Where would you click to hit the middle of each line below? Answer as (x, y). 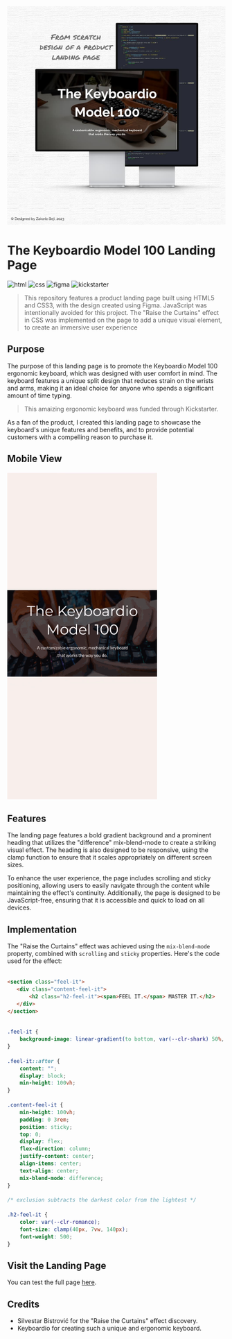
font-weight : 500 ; (46, 1237)
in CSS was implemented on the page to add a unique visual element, (123, 320)
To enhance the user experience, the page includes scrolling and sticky (109, 878)
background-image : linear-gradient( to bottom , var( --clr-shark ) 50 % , (122, 1039)
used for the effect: (35, 961)
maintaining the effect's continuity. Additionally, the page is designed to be (114, 893)
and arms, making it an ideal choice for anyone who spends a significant (110, 388)
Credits (24, 1304)
